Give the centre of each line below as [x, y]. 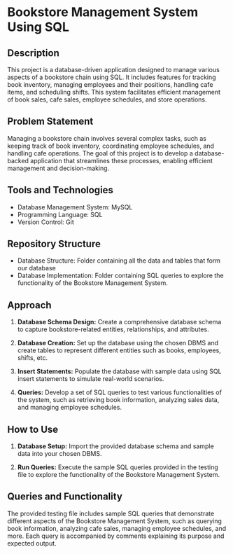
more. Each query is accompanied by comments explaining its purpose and [116, 536]
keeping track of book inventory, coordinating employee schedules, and [111, 146]
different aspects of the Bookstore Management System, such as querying [115, 521]
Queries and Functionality [65, 497]
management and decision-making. [58, 168]
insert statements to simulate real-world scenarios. [91, 379]
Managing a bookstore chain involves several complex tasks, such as [107, 138]
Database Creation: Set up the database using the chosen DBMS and [118, 343]
